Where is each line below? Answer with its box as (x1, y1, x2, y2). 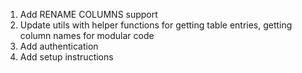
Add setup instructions (19, 51, 114, 63)
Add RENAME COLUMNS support (19, 9, 158, 20)
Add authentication (19, 40, 99, 52)
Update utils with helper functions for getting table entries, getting (19, 19, 293, 31)
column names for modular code (19, 30, 155, 41)
